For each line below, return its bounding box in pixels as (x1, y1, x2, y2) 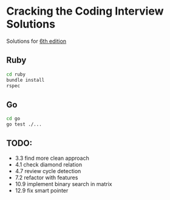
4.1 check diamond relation (15, 160, 83, 168)
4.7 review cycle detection (15, 167, 81, 174)
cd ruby (6, 71, 26, 77)
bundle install (6, 77, 45, 83)
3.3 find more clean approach (15, 154, 89, 162)
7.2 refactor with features (15, 174, 78, 181)
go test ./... (6, 121, 42, 127)
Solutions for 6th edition (6, 37, 67, 45)
